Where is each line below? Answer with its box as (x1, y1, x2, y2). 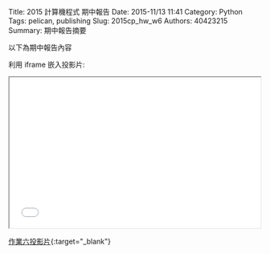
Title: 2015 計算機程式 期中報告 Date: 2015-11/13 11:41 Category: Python (8, 7, 243, 16)
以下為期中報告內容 (8, 43, 72, 52)
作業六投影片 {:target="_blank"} (8, 236, 111, 246)
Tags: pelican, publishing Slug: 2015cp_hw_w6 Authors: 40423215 (8, 16, 228, 26)
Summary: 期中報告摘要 (8, 26, 87, 35)
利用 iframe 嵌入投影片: (8, 59, 86, 69)
